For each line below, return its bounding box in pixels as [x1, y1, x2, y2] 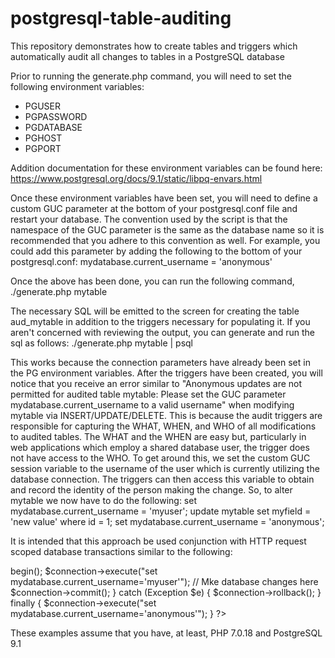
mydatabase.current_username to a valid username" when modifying [10, 398, 295, 411]
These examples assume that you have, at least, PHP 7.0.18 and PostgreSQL [10, 627, 323, 639]
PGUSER [24, 100, 62, 112]
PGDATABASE [24, 121, 83, 133]
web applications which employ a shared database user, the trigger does [10, 441, 310, 453]
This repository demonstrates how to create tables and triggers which [10, 40, 298, 52]
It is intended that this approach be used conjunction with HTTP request [10, 535, 307, 547]
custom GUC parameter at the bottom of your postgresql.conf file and [10, 202, 298, 214]
